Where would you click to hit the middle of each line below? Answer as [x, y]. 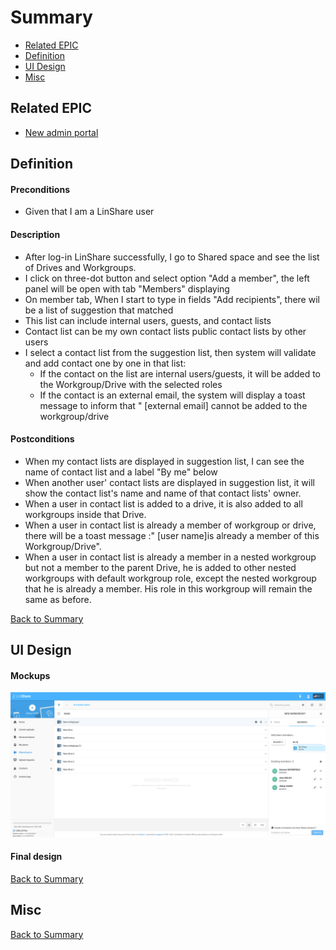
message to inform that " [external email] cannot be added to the [173, 405]
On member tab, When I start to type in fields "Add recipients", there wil [172, 299]
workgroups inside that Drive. [85, 514]
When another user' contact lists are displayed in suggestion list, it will [169, 482]
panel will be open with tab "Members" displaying [127, 288]
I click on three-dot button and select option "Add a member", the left [167, 278]
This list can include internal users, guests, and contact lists [148, 320]
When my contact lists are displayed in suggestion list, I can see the [164, 461]
